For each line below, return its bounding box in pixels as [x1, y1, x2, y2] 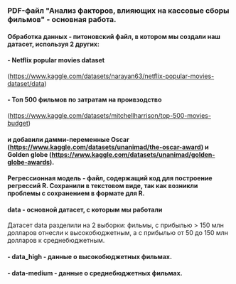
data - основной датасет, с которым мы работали [7, 205, 163, 214]
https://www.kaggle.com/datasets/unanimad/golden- [51, 150, 215, 158]
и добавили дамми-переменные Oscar [7, 135, 129, 143]
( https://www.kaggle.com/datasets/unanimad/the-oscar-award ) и [7, 143, 209, 151]
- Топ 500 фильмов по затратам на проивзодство [7, 95, 162, 104]
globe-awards [7, 158, 50, 166]
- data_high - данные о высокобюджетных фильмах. [7, 252, 173, 261]
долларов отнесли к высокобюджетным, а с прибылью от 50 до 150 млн [7, 229, 229, 237]
